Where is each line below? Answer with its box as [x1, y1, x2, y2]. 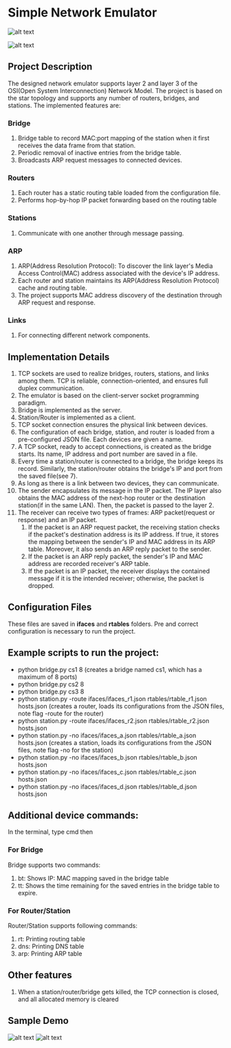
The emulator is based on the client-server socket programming [17, 391, 199, 400]
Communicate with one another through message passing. [17, 229, 184, 237]
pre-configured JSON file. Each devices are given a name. [17, 435, 184, 443]
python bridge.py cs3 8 [17, 687, 85, 695]
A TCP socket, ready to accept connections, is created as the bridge [17, 443, 212, 451]
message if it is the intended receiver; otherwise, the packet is [27, 574, 205, 583]
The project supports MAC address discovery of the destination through [17, 291, 222, 299]
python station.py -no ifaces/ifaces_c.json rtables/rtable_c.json [17, 768, 197, 776]
